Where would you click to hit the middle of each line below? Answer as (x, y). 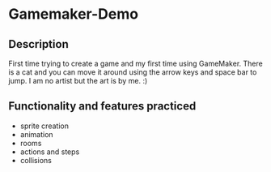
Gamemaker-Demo (74, 14)
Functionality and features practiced (102, 106)
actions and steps (50, 152)
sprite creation (44, 126)
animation (37, 134)
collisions (36, 160)
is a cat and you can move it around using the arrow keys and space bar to (133, 72)
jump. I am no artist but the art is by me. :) (78, 81)
